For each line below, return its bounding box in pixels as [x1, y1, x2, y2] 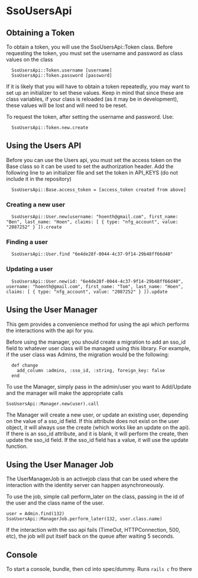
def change [11, 362, 38, 368]
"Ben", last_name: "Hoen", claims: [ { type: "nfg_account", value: [6, 219, 178, 225]
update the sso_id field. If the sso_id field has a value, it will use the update [6, 436, 189, 443]
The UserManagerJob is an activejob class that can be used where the [6, 475, 178, 483]
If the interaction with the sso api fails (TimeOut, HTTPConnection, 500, [6, 527, 180, 534]
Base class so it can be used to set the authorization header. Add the [6, 163, 174, 170]
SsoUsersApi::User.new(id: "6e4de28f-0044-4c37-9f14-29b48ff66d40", [11, 278, 184, 285]
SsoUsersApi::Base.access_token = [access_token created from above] [11, 186, 186, 193]
